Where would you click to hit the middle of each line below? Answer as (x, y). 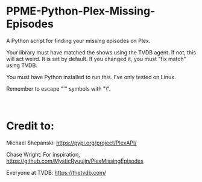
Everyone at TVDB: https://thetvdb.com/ (56, 172)
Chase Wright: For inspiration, (43, 154)
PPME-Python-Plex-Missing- (81, 11)
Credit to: (30, 126)
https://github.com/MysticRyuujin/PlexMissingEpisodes (75, 161)
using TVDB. (22, 65)
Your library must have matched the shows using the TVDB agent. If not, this (101, 52)
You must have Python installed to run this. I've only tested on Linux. (91, 77)
